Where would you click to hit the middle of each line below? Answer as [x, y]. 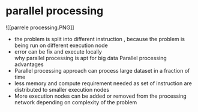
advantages [29, 64]
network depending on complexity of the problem [76, 102]
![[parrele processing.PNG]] [40, 27]
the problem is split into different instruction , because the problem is [100, 39]
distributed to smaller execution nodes [61, 89]
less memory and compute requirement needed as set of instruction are [103, 83]
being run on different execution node [61, 45]
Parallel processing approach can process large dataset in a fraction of [102, 70]
